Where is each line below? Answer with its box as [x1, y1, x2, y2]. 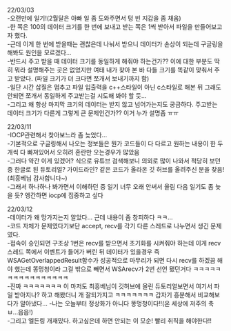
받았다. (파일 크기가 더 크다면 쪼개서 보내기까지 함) [14, 74, 150, 82]
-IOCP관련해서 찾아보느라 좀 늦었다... [7, 131, 108, 139]
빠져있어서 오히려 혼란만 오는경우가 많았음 [27, 148, 140, 156]
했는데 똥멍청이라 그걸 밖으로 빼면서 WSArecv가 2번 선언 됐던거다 [14, 265, 192, 273]
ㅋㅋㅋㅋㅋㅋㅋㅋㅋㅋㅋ [7, 274, 69, 281]
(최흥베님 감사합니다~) [7, 174, 68, 182]
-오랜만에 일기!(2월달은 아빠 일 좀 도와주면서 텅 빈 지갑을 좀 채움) [7, 14, 181, 22]
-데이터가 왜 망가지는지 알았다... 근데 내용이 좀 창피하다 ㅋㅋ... [7, 213, 174, 221]
